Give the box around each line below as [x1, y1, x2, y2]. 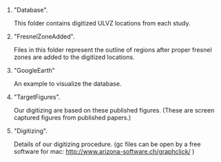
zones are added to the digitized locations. [13, 53, 135, 61]
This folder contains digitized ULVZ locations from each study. [13, 19, 191, 27]
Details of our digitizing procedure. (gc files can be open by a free [13, 140, 201, 148]
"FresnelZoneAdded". [13, 32, 75, 40]
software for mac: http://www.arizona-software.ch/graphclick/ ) [13, 148, 195, 155]
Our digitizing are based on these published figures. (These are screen [13, 106, 215, 114]
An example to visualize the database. [13, 80, 122, 88]
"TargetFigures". [13, 93, 61, 101]
